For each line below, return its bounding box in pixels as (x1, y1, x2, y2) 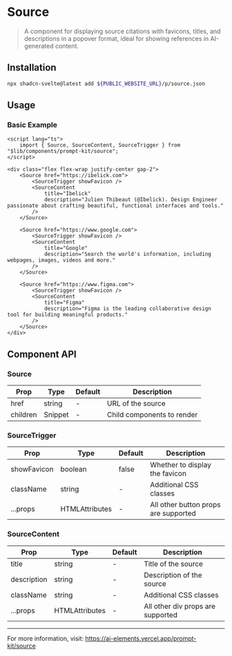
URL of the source (106, 399, 166, 408)
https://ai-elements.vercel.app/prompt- (85, 634, 197, 642)
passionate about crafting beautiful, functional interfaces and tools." (7, 202, 224, 210)
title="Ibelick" (43, 190, 91, 197)
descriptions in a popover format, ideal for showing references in (23, 34, 209, 42)
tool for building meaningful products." (7, 311, 128, 318)
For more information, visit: (7, 634, 84, 642)
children (10, 410, 37, 419)
